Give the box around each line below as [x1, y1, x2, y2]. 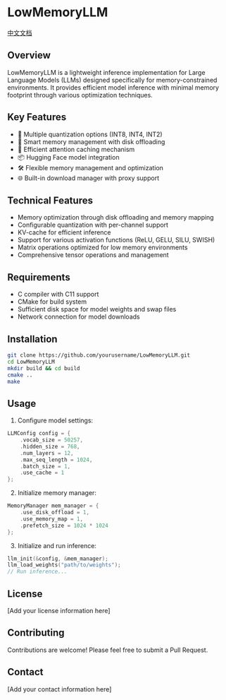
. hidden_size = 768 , [20, 443, 80, 450]
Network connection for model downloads [17, 312, 140, 321]
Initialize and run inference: [17, 541, 97, 550]
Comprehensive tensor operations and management [17, 251, 169, 259]
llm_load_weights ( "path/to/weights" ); [7, 562, 121, 569]
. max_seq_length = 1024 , [20, 456, 93, 463]
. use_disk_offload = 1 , [20, 509, 90, 516]
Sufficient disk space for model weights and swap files [17, 305, 177, 314]
